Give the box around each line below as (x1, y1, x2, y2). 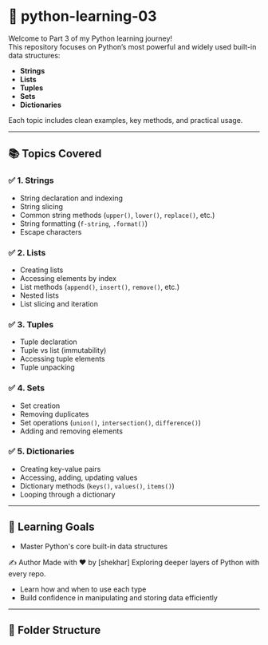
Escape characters (19, 227, 82, 236)
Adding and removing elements (19, 426, 124, 436)
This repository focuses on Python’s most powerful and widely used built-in (8, 42, 257, 51)
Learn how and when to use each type (19, 584, 147, 594)
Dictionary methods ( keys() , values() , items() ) (19, 481, 175, 490)
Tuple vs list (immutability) (19, 346, 107, 355)
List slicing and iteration (19, 299, 98, 308)
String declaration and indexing (19, 193, 124, 203)
